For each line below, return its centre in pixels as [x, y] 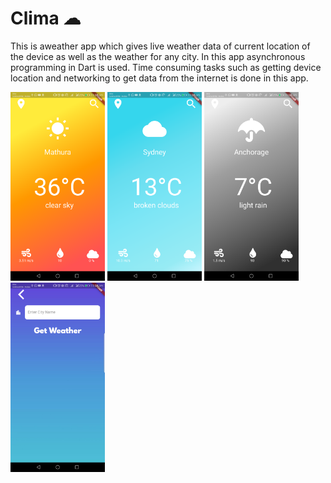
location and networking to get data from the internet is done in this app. [159, 78]
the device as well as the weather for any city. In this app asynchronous [158, 56]
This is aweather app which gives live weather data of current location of [160, 46]
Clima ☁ [46, 18]
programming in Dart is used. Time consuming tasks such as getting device [166, 67]
